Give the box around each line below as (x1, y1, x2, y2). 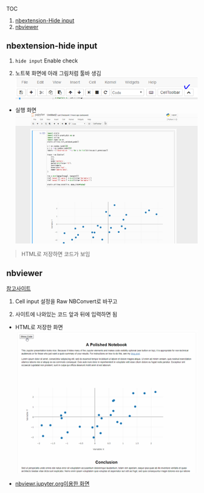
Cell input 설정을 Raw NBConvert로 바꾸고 (15, 298, 118, 305)
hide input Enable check (15, 57, 78, 64)
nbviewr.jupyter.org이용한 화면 (15, 480, 90, 488)
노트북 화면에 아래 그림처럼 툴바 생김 (15, 69, 101, 76)
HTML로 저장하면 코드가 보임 (21, 250, 90, 257)
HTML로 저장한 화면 (15, 324, 63, 331)
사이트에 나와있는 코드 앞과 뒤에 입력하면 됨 (15, 310, 118, 318)
